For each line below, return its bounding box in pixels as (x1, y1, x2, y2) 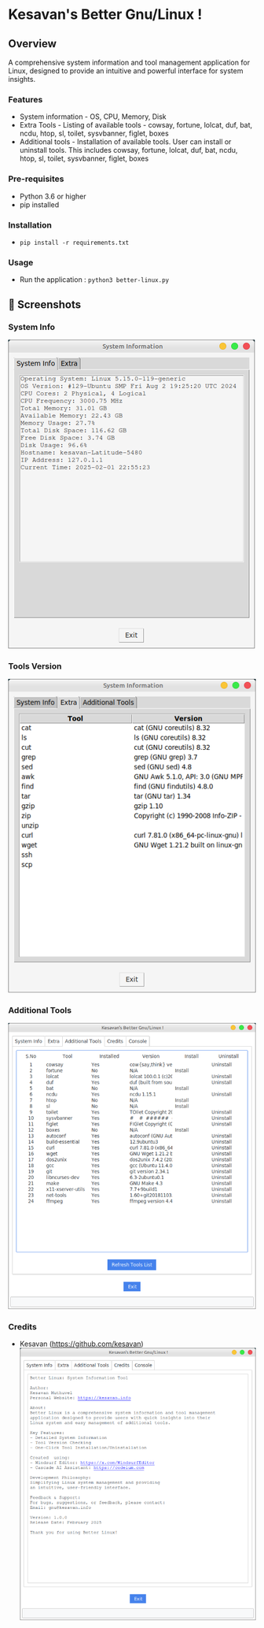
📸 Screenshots (8, 298, 82, 311)
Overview (8, 37, 57, 50)
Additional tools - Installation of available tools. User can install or (19, 137, 232, 146)
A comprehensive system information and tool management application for (8, 57, 250, 67)
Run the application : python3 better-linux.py (19, 275, 170, 284)
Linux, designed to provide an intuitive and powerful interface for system (8, 66, 244, 76)
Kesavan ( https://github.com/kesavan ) (19, 1339, 144, 1348)
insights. (8, 75, 36, 83)
